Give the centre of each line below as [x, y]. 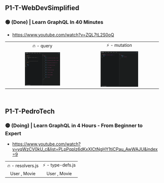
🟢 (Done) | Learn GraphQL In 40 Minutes [54, 22]
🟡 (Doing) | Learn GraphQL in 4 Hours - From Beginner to [74, 125]
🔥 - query [42, 46]
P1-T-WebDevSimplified [42, 8]
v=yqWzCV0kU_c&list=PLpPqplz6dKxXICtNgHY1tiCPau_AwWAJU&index [85, 149]
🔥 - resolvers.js [23, 165]
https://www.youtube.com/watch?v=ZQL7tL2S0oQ [63, 35]
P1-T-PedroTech [30, 111]
